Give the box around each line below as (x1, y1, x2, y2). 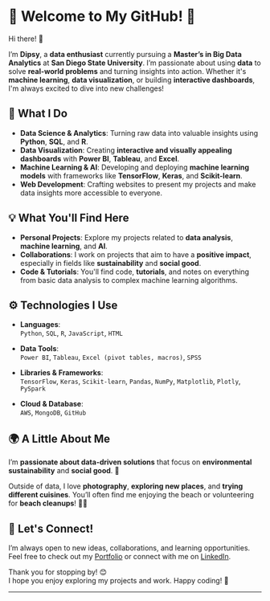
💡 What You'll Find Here (8, 211, 129, 225)
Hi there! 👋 (8, 34, 44, 43)
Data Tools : (19, 344, 59, 354)
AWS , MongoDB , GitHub (19, 407, 87, 417)
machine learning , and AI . (19, 241, 108, 251)
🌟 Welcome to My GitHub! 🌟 (8, 7, 196, 26)
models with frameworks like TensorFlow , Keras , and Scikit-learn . (19, 170, 243, 180)
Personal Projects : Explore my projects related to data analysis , (19, 232, 233, 242)
